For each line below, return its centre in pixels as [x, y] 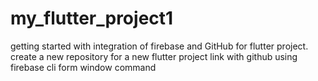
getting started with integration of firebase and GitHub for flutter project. [159, 46]
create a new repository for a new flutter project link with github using [154, 56]
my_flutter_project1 [92, 18]
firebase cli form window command [83, 67]
